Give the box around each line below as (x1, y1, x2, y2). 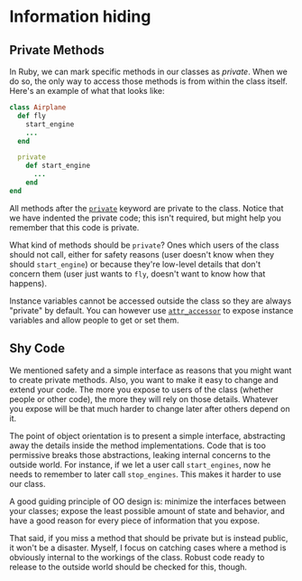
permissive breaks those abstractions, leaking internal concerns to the (9, 449, 271, 460)
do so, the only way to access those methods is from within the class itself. (9, 76, 288, 87)
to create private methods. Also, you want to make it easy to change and (9, 374, 279, 385)
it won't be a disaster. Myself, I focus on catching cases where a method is (9, 542, 287, 553)
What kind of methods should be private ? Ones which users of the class (9, 239, 279, 250)
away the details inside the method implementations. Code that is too (9, 440, 266, 451)
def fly (17, 111, 47, 120)
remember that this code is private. (9, 221, 140, 232)
